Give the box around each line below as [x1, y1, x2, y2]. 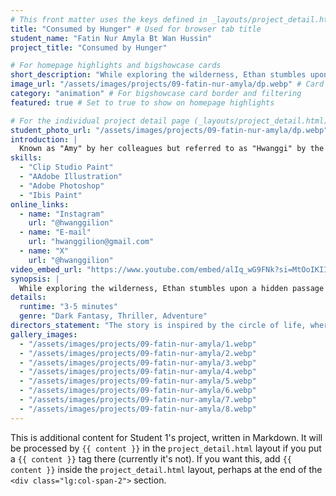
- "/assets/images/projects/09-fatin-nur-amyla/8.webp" [19, 404, 257, 414]
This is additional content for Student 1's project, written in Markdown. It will [10, 431, 323, 443]
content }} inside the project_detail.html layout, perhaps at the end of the [10, 463, 323, 475]
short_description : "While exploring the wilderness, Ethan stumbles [10, 70, 307, 80]
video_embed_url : [10, 264, 83, 275]
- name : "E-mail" [19, 227, 92, 238]
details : [10, 292, 47, 303]
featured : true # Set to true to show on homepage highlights [10, 97, 275, 108]
